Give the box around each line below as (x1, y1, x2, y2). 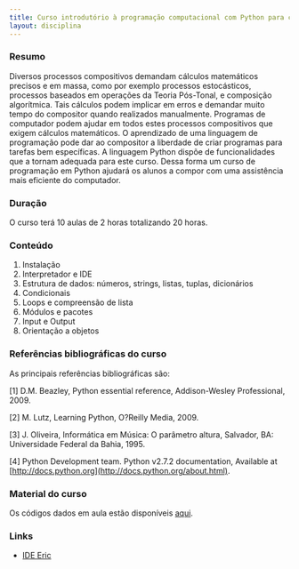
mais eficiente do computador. (9, 174, 122, 185)
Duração (9, 196, 47, 209)
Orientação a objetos (21, 325, 100, 336)
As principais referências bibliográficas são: (9, 368, 171, 379)
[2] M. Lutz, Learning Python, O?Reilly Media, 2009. (9, 412, 199, 422)
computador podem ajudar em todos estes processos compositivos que (9, 117, 273, 129)
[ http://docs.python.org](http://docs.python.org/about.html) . (9, 465, 230, 476)
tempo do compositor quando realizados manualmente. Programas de (9, 108, 266, 119)
